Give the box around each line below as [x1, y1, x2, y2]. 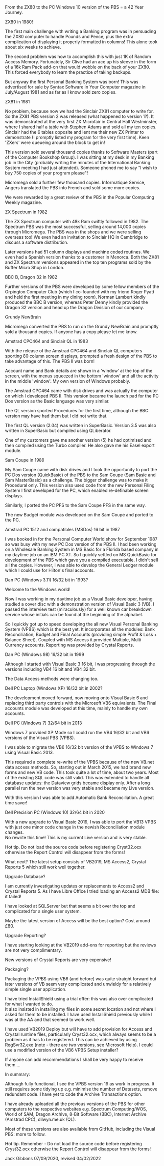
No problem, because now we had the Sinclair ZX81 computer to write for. [5, 108, 154, 114]
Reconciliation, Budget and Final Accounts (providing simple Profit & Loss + [5, 631, 158, 637]
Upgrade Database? [5, 874, 46, 879]
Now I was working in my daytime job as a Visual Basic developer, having [5, 596, 153, 601]
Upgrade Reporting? [5, 933, 46, 938]
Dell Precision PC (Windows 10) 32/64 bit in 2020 [5, 809, 105, 815]
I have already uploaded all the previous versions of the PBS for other [5, 1101, 145, 1107]
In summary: [5, 1071, 30, 1077]
